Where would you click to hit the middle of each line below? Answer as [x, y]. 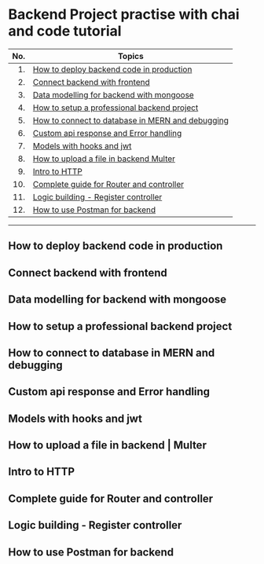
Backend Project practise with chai [124, 15]
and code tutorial [65, 31]
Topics [130, 56]
